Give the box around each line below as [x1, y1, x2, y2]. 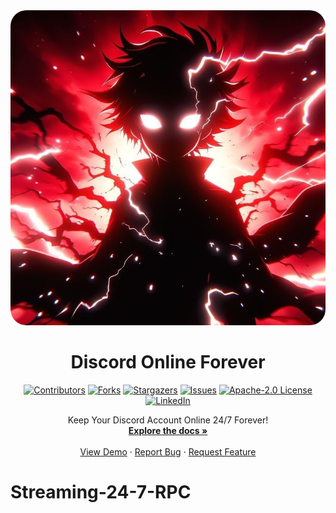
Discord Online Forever [70, 351, 266, 374]
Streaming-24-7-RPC [10, 481, 192, 504]
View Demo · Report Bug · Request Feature [79, 445, 257, 458]
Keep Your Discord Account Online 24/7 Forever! [67, 414, 269, 426]
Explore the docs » [128, 424, 208, 436]
